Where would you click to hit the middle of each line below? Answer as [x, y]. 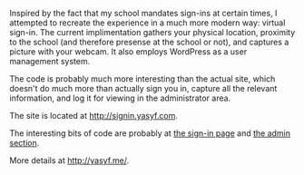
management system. [50, 61]
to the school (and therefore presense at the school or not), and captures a [149, 42]
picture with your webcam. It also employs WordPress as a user [128, 52]
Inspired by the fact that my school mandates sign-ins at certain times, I [143, 13]
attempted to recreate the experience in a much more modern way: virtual [147, 23]
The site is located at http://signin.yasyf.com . [94, 116]
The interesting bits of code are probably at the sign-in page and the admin [150, 133]
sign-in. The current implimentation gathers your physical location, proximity [152, 32]
